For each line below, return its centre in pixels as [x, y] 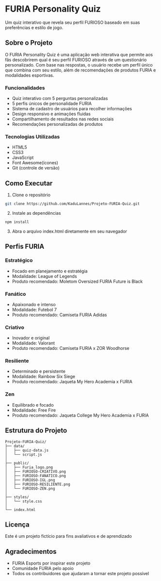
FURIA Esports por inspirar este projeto [51, 563]
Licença [17, 524]
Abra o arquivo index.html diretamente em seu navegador [70, 231]
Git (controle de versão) [36, 168]
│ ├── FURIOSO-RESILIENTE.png [38, 484]
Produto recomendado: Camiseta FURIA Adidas [59, 315]
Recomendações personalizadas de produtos [57, 124]
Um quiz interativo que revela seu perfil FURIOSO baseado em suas [72, 22]
